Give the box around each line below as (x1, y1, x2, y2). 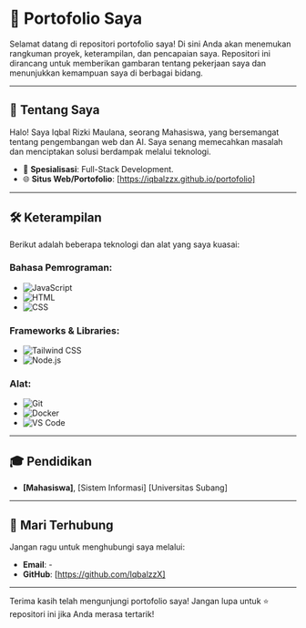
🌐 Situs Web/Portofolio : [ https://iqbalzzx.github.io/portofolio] (22, 173, 256, 184)
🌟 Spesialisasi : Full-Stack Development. (22, 163, 175, 174)
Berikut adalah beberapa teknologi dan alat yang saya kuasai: (9, 239, 240, 250)
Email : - (22, 560, 53, 571)
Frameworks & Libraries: (9, 324, 120, 336)
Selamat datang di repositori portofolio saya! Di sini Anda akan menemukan (9, 38, 291, 49)
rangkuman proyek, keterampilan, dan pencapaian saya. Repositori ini (9, 47, 271, 58)
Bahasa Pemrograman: (9, 262, 113, 274)
